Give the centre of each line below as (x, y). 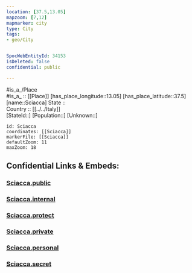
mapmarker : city (27, 23)
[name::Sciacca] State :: (36, 102)
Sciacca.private (30, 231)
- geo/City (20, 40)
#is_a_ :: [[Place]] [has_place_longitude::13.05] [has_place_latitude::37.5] (96, 96)
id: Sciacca (21, 126)
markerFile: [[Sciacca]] (37, 137)
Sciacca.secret (29, 264)
